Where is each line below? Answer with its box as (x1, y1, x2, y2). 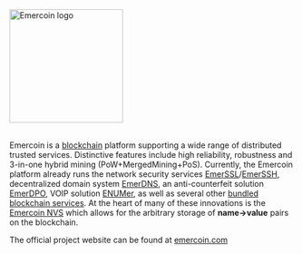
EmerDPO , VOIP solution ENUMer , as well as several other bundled (9, 188, 258, 199)
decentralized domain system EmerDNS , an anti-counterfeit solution (9, 179, 265, 189)
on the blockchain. (9, 217, 79, 228)
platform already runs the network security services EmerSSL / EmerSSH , (9, 169, 280, 180)
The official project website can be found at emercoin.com (9, 235, 229, 245)
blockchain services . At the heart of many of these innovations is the (9, 198, 266, 208)
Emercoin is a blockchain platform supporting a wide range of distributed (9, 140, 282, 151)
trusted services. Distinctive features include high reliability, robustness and (9, 150, 293, 160)
